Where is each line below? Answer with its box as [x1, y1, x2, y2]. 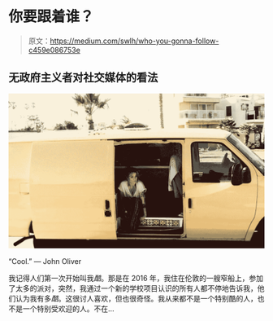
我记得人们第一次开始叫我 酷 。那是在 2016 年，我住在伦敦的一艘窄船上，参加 [8, 274, 264, 284]
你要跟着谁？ [8, 7, 95, 26]
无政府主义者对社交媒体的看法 [8, 71, 158, 85]
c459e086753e [28, 45, 81, 55]
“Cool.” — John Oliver [8, 257, 82, 266]
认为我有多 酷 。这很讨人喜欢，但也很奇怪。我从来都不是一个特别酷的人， [15, 294, 258, 304]
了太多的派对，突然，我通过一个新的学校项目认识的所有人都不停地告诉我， [8, 284, 258, 293]
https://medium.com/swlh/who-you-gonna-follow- [50, 36, 219, 46]
